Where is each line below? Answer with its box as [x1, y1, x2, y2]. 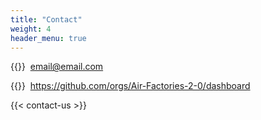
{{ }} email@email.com [10, 61, 104, 73]
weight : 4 [10, 24, 52, 34]
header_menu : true [10, 33, 87, 43]
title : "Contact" [10, 14, 83, 25]
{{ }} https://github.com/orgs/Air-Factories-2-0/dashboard [10, 80, 251, 92]
